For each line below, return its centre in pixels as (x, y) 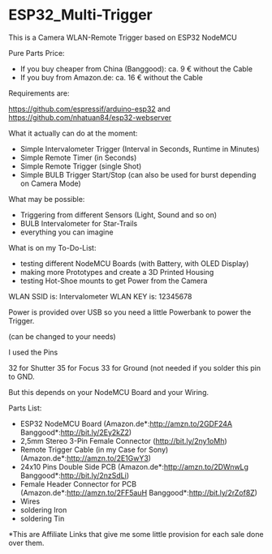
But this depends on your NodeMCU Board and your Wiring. (109, 392)
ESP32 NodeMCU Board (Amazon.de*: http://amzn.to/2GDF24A (126, 423)
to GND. (22, 376)
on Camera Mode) (50, 183)
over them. (26, 543)
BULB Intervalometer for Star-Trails (79, 223)
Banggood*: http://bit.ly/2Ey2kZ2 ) (76, 432)
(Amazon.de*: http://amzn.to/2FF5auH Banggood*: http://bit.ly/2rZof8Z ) (139, 492)
